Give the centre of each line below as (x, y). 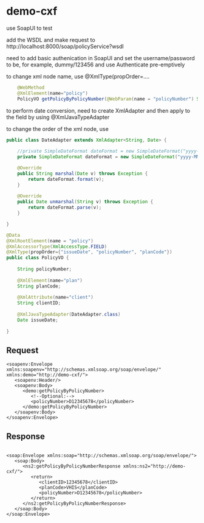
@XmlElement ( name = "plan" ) (50, 280)
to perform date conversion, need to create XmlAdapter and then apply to (98, 110)
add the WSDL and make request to (51, 40)
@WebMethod (31, 87)
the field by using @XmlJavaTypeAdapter (58, 117)
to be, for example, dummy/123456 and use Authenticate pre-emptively (96, 65)
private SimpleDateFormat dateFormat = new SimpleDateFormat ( (97, 157)
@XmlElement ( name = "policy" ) (53, 93)
